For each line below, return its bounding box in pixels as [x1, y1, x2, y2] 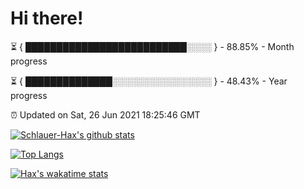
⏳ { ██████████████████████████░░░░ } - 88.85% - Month [10, 40, 295, 52]
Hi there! [10, 7, 84, 30]
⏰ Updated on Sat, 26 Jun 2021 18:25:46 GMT [10, 108, 201, 121]
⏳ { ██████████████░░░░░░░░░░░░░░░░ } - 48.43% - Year [10, 75, 288, 87]
